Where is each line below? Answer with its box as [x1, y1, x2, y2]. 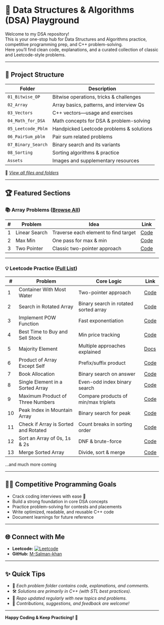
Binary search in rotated [78, 300, 133, 307]
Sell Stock [19, 334, 42, 341]
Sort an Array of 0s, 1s [19, 434, 71, 441]
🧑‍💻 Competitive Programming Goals [5, 480, 117, 489]
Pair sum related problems [52, 133, 113, 140]
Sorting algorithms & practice [52, 149, 120, 156]
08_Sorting [7, 149, 33, 155]
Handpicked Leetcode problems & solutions [52, 125, 153, 132]
